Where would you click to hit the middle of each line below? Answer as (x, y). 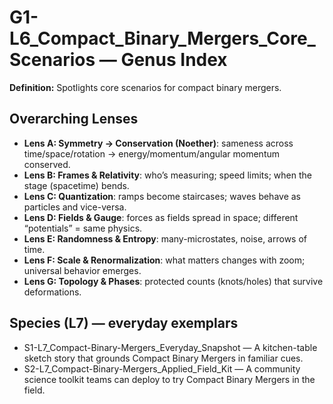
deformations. (52, 292)
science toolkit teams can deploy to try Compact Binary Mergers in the (169, 379)
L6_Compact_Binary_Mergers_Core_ (162, 38)
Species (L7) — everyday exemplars (124, 323)
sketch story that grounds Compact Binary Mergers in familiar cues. (163, 358)
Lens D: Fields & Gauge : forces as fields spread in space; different (161, 217)
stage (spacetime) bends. (76, 185)
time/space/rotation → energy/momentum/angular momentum (152, 153)
